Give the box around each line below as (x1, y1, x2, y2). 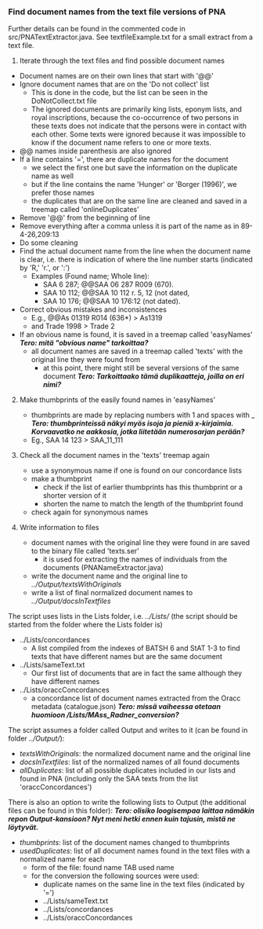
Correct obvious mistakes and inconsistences (19, 305, 167, 314)
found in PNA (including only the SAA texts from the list (19, 774, 198, 784)
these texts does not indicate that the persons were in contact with (31, 121, 247, 131)
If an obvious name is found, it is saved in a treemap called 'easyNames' (19, 330, 253, 339)
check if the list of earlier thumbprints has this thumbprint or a (42, 482, 243, 492)
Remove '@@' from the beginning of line (19, 213, 151, 222)
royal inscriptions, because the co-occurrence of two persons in (31, 113, 240, 123)
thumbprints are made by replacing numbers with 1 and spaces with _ (31, 411, 255, 420)
